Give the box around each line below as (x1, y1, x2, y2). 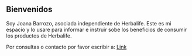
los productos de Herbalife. (6, 32, 72, 39)
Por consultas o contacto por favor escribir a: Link (6, 43, 127, 50)
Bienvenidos (6, 5, 53, 14)
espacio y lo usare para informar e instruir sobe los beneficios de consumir (6, 26, 187, 33)
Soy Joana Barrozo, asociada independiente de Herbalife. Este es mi (6, 20, 172, 27)
